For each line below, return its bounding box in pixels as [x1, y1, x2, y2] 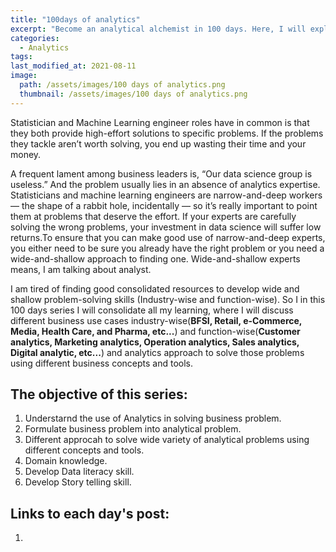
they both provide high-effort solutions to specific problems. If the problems [10, 127, 324, 139]
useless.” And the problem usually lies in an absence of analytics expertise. [10, 178, 321, 190]
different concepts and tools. [24, 444, 145, 456]
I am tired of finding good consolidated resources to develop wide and [10, 282, 300, 295]
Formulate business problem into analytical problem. [24, 423, 242, 435]
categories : [10, 33, 60, 43]
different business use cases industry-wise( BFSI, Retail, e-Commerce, [10, 314, 303, 326]
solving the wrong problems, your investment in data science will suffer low [10, 221, 322, 233]
